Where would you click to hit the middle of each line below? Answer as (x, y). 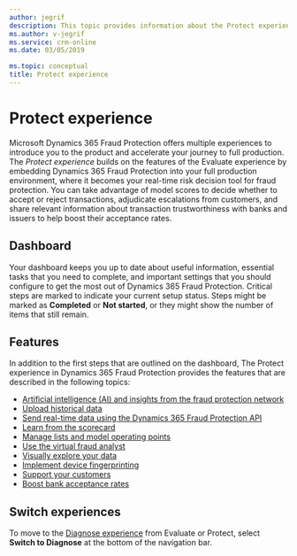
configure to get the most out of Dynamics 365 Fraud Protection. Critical (141, 286)
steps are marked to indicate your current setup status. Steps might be (138, 295)
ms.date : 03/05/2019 (47, 50)
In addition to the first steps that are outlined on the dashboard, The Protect (147, 363)
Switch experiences (65, 511)
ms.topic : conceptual (49, 66)
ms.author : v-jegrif (47, 34)
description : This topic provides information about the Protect (132, 26)
